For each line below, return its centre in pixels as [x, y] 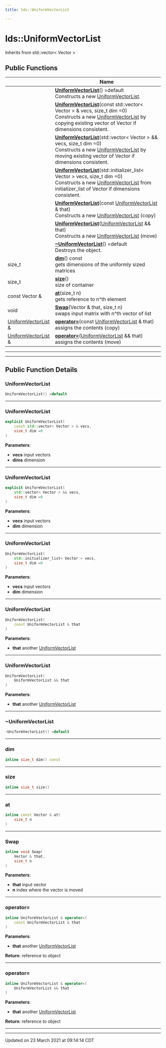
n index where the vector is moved [47, 890]
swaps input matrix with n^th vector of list [103, 314]
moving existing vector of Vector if [95, 156]
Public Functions [31, 68]
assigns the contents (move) [88, 342]
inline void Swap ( [24, 851]
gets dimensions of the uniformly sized [100, 264]
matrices [65, 271]
